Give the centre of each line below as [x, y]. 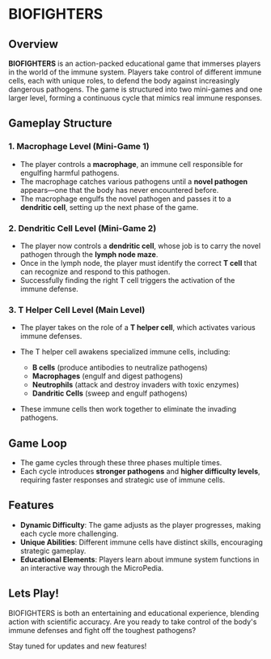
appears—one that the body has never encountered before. [119, 190]
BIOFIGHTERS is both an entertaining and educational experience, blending [134, 613]
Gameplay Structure [60, 124]
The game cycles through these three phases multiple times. [121, 463]
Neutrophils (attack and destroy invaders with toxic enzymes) [135, 385]
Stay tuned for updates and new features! [78, 646]
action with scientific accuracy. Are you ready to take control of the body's [133, 622]
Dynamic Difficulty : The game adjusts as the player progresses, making [140, 524]
